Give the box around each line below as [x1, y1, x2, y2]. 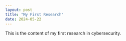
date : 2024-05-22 [5, 16, 42, 21]
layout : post [5, 7, 33, 12]
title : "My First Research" [5, 12, 64, 17]
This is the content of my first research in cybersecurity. [5, 30, 121, 36]
